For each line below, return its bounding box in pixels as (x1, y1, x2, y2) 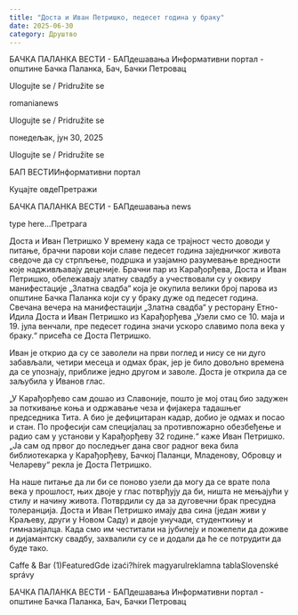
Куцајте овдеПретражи (9, 184, 98, 195)
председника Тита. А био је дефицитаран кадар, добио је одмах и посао (9, 412, 286, 423)
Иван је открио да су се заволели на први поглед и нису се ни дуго (9, 348, 266, 359)
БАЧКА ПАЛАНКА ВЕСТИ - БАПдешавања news (9, 201, 191, 212)
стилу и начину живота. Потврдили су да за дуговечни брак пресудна (9, 496, 277, 506)
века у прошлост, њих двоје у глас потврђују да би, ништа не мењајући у (9, 486, 289, 497)
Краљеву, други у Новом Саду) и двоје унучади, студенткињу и (9, 514, 254, 525)
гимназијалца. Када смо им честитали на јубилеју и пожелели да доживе (9, 524, 289, 535)
